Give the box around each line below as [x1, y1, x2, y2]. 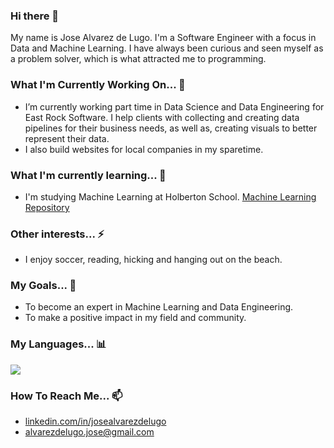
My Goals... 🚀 [10, 279, 77, 293]
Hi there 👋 [10, 9, 60, 23]
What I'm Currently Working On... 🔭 [10, 78, 186, 92]
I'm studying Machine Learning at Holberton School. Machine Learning [24, 190, 317, 203]
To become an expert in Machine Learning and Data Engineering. [24, 301, 294, 313]
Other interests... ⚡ [10, 227, 105, 241]
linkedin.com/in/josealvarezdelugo [24, 415, 167, 428]
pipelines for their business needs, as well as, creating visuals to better [24, 122, 318, 134]
